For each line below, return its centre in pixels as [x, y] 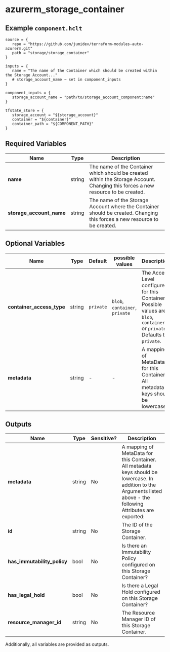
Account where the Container [124, 206]
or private [154, 328]
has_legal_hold [26, 595]
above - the [136, 497]
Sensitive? [104, 438]
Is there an [134, 546]
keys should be [140, 472]
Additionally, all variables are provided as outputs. [57, 644]
